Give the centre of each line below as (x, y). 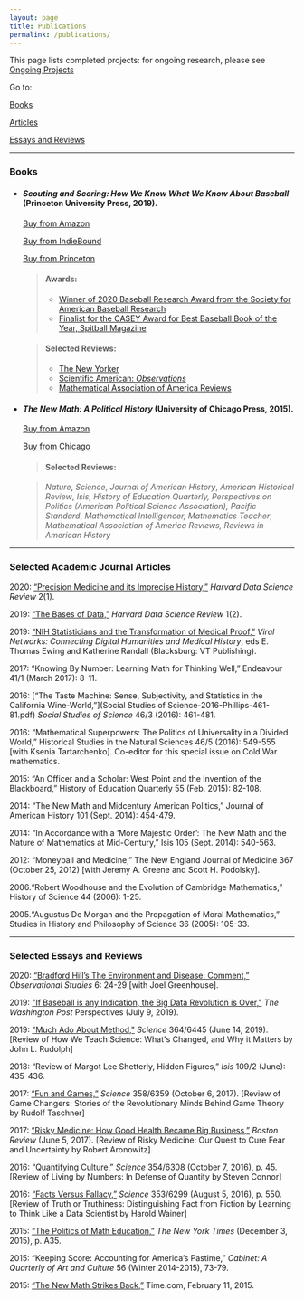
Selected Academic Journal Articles (90, 567)
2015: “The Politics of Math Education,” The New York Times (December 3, (148, 1230)
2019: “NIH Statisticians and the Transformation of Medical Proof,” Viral (142, 631)
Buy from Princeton (59, 258)
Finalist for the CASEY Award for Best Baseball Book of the (168, 318)
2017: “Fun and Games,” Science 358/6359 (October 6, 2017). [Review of (145, 1093)
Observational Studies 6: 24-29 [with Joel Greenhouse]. (114, 985)
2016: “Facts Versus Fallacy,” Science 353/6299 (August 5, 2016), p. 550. (146, 1194)
